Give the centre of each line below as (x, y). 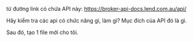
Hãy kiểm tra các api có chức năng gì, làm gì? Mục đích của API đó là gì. (96, 20)
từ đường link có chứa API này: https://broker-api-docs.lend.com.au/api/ (96, 9)
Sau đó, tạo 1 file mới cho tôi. (42, 32)
